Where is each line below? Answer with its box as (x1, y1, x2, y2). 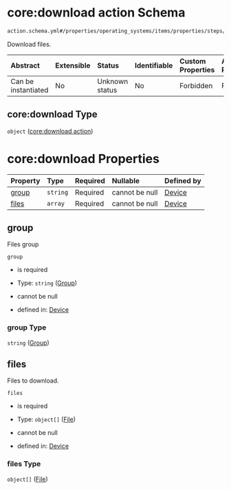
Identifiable (134, 61, 173, 70)
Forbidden (179, 81, 213, 90)
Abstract (10, 61, 40, 70)
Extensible (54, 61, 91, 70)
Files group (7, 240, 39, 248)
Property (10, 175, 41, 185)
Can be (10, 76, 34, 86)
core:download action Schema (7, 5, 186, 21)
